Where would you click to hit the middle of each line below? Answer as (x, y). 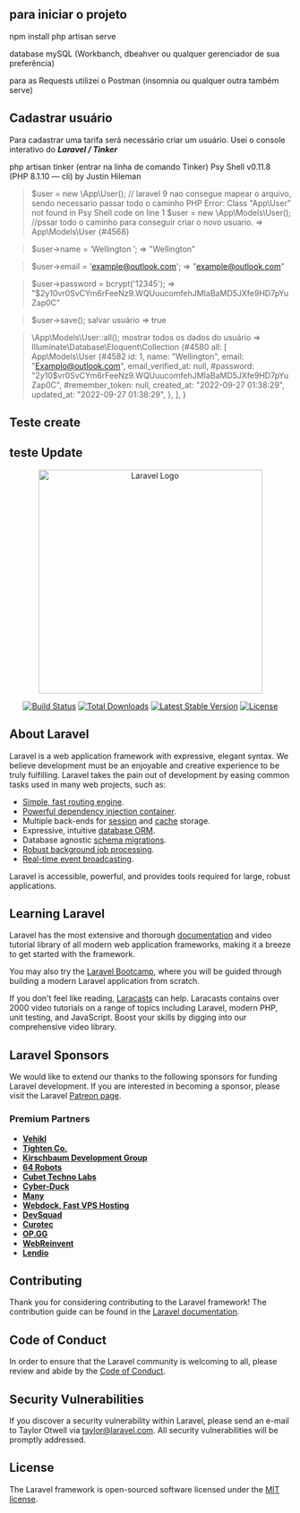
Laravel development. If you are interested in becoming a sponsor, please (145, 1086)
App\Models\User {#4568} (80, 231)
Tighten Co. (45, 1148)
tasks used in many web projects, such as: (88, 784)
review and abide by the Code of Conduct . (87, 1371)
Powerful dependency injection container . (99, 811)
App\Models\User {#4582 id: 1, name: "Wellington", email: (137, 356)
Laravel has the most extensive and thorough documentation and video (141, 936)
